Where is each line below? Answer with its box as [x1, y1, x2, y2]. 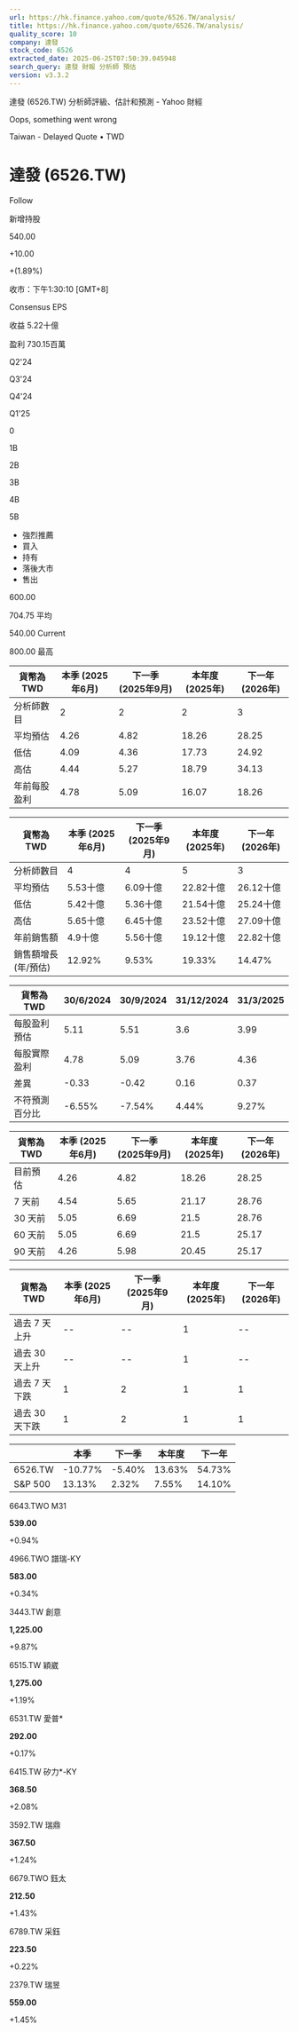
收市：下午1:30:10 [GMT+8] [9, 283, 109, 294]
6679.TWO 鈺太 [9, 1872, 67, 1883]
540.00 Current [9, 628, 67, 638]
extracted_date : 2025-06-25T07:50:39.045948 [9, 54, 176, 63]
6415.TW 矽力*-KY [9, 1766, 77, 1776]
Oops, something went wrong [9, 114, 118, 124]
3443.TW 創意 [9, 1606, 62, 1617]
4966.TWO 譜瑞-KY [9, 1553, 82, 1563]
